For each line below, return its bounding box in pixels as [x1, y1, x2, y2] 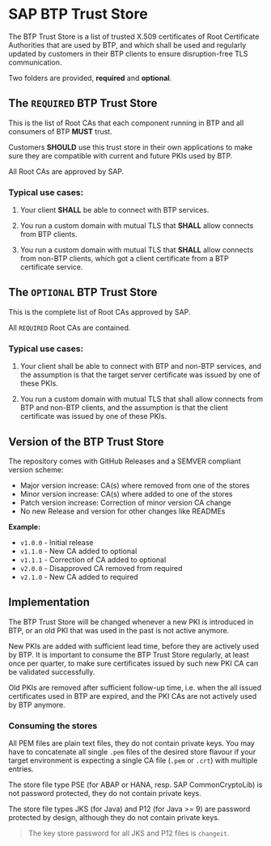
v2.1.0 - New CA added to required [19, 572, 139, 582]
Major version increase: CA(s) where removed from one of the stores [19, 480, 250, 490]
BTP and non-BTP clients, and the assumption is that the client [19, 403, 229, 412]
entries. [8, 764, 34, 774]
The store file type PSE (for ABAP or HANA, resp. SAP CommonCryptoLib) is [8, 780, 263, 789]
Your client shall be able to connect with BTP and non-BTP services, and [19, 362, 261, 371]
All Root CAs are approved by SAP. [8, 167, 125, 176]
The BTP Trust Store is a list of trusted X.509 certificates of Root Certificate [8, 32, 260, 41]
